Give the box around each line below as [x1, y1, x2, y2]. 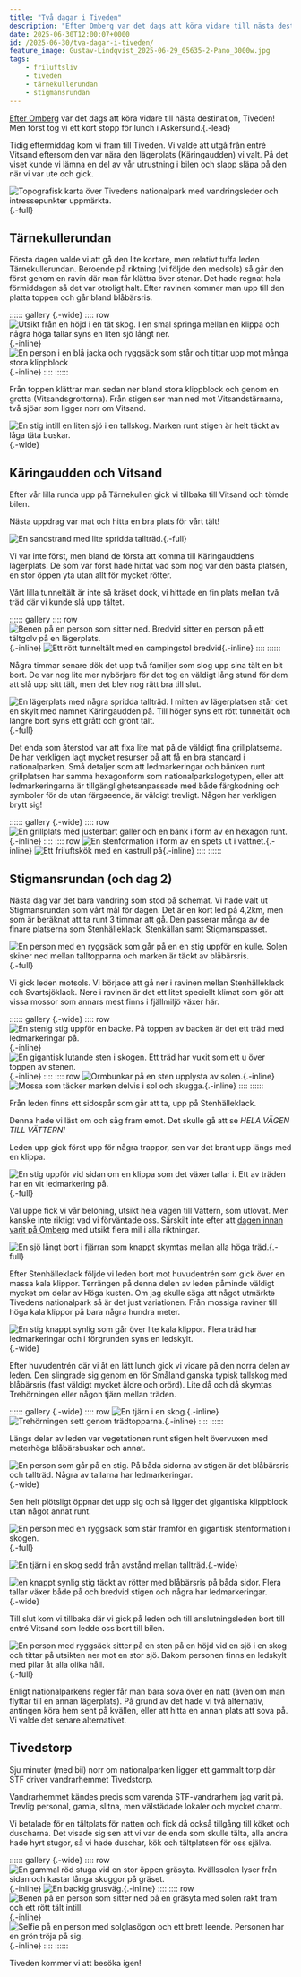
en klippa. [9, 1151, 47, 1162]
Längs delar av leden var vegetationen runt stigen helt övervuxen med [9, 1432, 269, 1443]
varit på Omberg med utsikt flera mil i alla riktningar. [9, 1224, 200, 1234]
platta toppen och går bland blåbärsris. [9, 292, 153, 303]
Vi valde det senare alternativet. [9, 1715, 127, 1725]
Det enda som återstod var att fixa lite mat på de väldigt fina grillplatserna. [9, 743, 283, 753]
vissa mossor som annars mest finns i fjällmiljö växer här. [9, 996, 219, 1007]
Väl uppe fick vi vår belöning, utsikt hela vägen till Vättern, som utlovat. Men [9, 1205, 289, 1216]
